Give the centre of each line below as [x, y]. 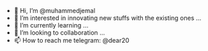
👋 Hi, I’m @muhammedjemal [55, 11]
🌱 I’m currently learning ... [51, 25]
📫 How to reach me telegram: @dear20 [71, 40]
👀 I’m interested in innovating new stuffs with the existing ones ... [108, 18]
